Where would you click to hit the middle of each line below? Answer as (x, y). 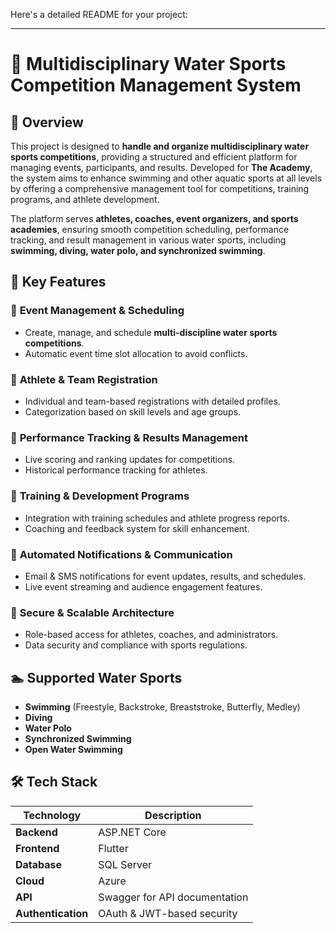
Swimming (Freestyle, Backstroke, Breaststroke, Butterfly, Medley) (162, 706)
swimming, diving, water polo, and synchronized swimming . (138, 250)
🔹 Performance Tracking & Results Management (129, 437)
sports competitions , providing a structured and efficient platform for (154, 157)
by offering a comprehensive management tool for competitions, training (160, 188)
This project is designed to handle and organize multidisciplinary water (160, 146)
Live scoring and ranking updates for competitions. (130, 460)
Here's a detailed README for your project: (99, 14)
